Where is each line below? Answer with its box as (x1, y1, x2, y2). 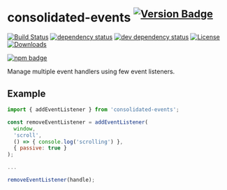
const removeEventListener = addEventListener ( (7, 119, 149, 126)
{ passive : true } (13, 145, 68, 152)
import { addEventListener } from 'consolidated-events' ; (7, 106, 180, 113)
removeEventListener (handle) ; (7, 177, 96, 184)
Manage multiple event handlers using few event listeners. (7, 67, 175, 76)
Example (7, 87, 46, 99)
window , (13, 125, 36, 132)
